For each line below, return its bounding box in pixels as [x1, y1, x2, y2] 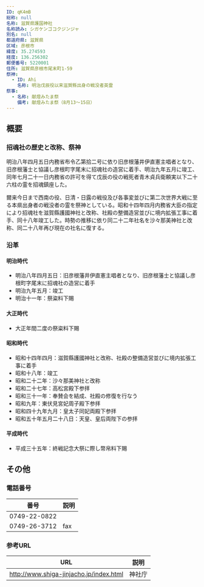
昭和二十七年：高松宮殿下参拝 [15, 384, 90, 392]
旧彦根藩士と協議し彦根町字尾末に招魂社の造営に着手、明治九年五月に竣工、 [6, 165, 198, 173]
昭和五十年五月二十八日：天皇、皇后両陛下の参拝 [15, 415, 138, 422]
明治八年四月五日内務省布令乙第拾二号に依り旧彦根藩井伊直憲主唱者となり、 [6, 158, 198, 165]
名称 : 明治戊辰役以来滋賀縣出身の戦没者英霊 [17, 83, 114, 89]
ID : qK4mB [6, 9, 32, 15]
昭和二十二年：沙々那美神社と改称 [15, 377, 101, 384]
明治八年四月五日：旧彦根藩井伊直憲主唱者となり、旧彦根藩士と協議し [15, 272, 191, 279]
